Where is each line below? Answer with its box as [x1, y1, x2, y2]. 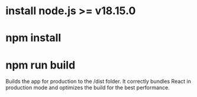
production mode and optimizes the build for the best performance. [5, 84, 170, 91]
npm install [5, 31, 62, 45]
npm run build [5, 58, 76, 72]
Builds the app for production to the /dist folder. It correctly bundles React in [5, 78, 192, 85]
